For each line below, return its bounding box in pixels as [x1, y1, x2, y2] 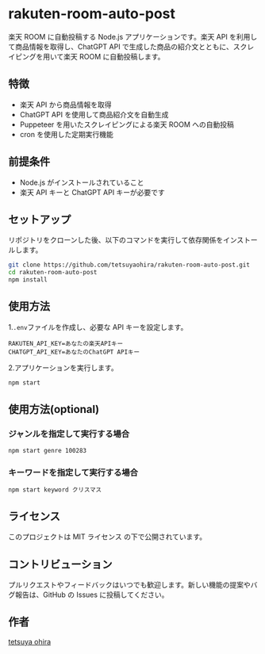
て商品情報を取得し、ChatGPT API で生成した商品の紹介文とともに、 [8, 41, 234, 52]
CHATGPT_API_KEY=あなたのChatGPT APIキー [8, 348, 140, 356]
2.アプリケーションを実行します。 [8, 362, 118, 373]
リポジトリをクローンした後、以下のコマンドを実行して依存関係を [8, 235, 224, 245]
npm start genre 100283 [8, 447, 87, 455]
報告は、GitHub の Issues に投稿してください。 [14, 590, 169, 599]
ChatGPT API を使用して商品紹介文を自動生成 [19, 109, 169, 119]
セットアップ [8, 212, 71, 226]
